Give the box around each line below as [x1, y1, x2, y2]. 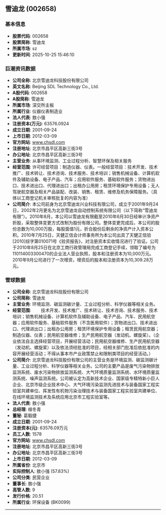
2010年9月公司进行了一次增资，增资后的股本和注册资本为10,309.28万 [12, 257, 154, 262]
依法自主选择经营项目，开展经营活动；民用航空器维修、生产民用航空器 [16, 338, 160, 344]
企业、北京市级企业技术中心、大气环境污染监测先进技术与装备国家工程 [12, 382, 156, 388]
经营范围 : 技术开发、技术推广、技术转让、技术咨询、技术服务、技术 [12, 308, 158, 313]
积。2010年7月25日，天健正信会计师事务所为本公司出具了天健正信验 [12, 232, 152, 238]
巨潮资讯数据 [5, 65, 36, 72]
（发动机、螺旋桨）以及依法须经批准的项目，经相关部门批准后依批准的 [12, 345, 156, 351]
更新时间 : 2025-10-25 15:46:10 [12, 51, 75, 57]
